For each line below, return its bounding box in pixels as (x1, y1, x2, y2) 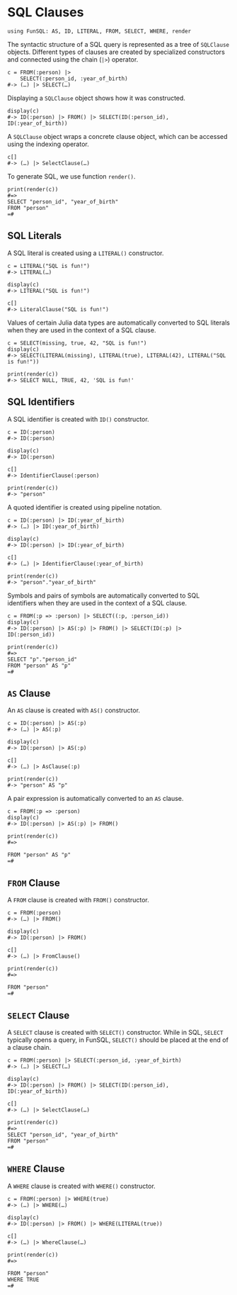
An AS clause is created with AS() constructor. (7, 706, 140, 714)
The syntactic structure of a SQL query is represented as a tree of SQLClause (7, 40, 230, 48)
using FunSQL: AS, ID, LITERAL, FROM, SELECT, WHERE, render (7, 28, 192, 35)
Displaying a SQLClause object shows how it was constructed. (7, 94, 186, 102)
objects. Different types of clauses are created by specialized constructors (7, 47, 225, 56)
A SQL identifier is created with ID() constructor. (7, 415, 150, 423)
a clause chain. (7, 1043, 52, 1051)
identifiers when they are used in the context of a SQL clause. (7, 598, 187, 607)
